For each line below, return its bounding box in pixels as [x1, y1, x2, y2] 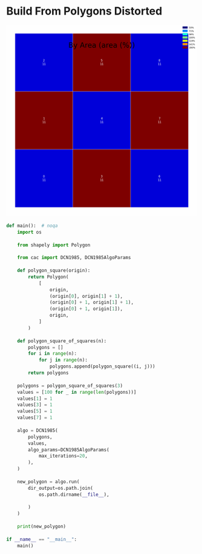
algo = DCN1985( [17, 427, 59, 433]
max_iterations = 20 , [38, 453, 88, 459]
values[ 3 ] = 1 [17, 402, 53, 408]
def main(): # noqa [6, 223, 59, 229]
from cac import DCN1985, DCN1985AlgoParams [17, 255, 131, 261]
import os [17, 229, 42, 235]
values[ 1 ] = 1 [17, 396, 53, 402]
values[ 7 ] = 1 [17, 414, 53, 421]
